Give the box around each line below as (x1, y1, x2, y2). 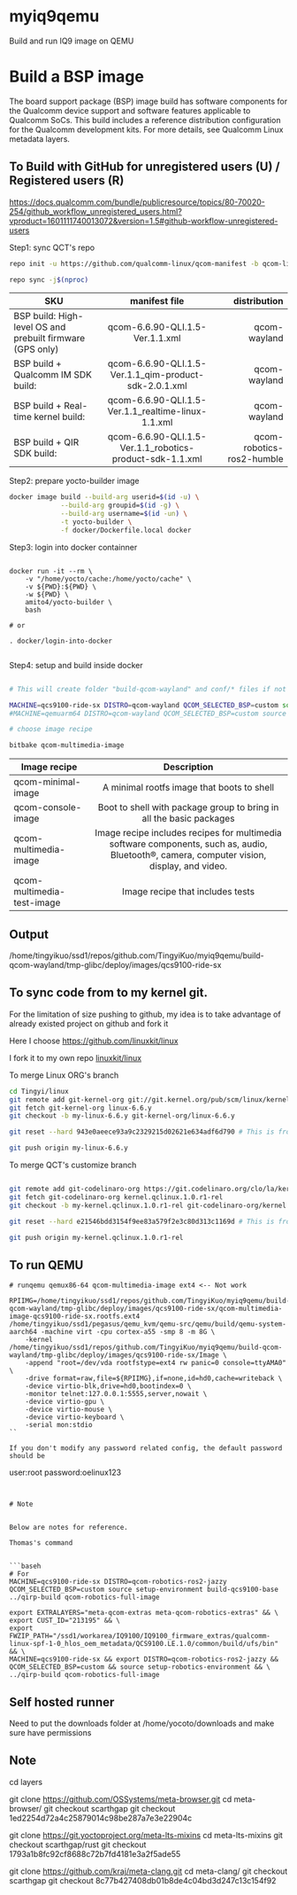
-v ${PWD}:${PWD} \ (25, 582, 97, 591)
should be (9, 1452, 46, 1461)
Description (163, 760, 214, 773)
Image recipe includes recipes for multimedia (95, 827, 283, 839)
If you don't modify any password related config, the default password (9, 1444, 283, 1453)
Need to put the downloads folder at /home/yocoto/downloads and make (9, 1718, 275, 1729)
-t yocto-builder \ (60, 518, 133, 526)
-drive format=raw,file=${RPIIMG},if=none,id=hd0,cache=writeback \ (25, 1374, 283, 1384)
